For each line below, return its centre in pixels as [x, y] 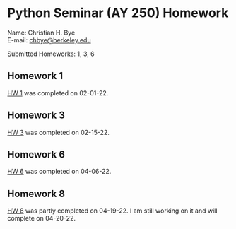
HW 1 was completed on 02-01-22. [58, 93]
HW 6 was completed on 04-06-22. [59, 172]
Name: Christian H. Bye [41, 33]
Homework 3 [36, 116]
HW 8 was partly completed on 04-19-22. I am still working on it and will [112, 211]
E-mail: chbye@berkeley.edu [49, 40]
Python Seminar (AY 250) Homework [118, 13]
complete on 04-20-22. [42, 218]
